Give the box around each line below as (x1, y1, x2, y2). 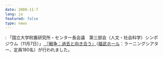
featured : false (5, 16, 38, 21)
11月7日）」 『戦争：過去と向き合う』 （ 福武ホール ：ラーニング (22, 41, 146, 47)
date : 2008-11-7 (5, 7, 38, 12)
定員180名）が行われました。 (13, 47, 73, 53)
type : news (5, 20, 27, 26)
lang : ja (5, 12, 23, 17)
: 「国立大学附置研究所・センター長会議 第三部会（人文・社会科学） (5, 35, 145, 40)
